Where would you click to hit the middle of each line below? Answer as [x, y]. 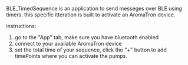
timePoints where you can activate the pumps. [71, 56]
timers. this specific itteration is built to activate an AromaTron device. [91, 15]
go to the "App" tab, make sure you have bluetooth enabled [87, 37]
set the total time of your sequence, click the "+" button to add [90, 50]
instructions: [21, 26]
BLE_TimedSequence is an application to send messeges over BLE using [94, 8]
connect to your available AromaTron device [68, 44]
